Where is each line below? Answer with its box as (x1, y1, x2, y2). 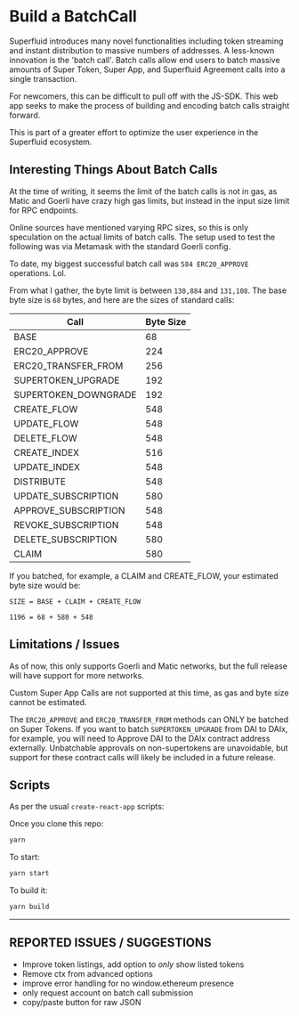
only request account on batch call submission (21, 987, 194, 998)
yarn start (9, 869, 50, 878)
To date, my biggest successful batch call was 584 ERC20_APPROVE (9, 258, 249, 269)
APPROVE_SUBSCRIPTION (13, 504, 125, 516)
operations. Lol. (9, 267, 67, 278)
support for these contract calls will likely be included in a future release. (9, 752, 276, 762)
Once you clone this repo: (9, 818, 104, 829)
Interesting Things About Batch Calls (9, 162, 218, 177)
